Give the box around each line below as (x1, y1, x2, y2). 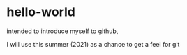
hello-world (6, 4, 76, 20)
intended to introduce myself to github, (6, 27, 119, 35)
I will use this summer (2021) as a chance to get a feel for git (6, 40, 180, 48)
